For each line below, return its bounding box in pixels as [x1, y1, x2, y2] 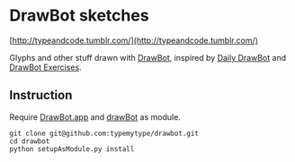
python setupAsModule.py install [9, 144, 135, 153]
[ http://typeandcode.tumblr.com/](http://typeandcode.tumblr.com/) [9, 35, 259, 46]
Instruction [9, 88, 73, 103]
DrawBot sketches [9, 5, 150, 26]
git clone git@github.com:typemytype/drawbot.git [9, 129, 200, 138]
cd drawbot [9, 136, 50, 146]
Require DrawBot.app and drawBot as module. [9, 111, 182, 122]
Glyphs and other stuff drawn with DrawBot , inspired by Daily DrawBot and [9, 52, 286, 63]
